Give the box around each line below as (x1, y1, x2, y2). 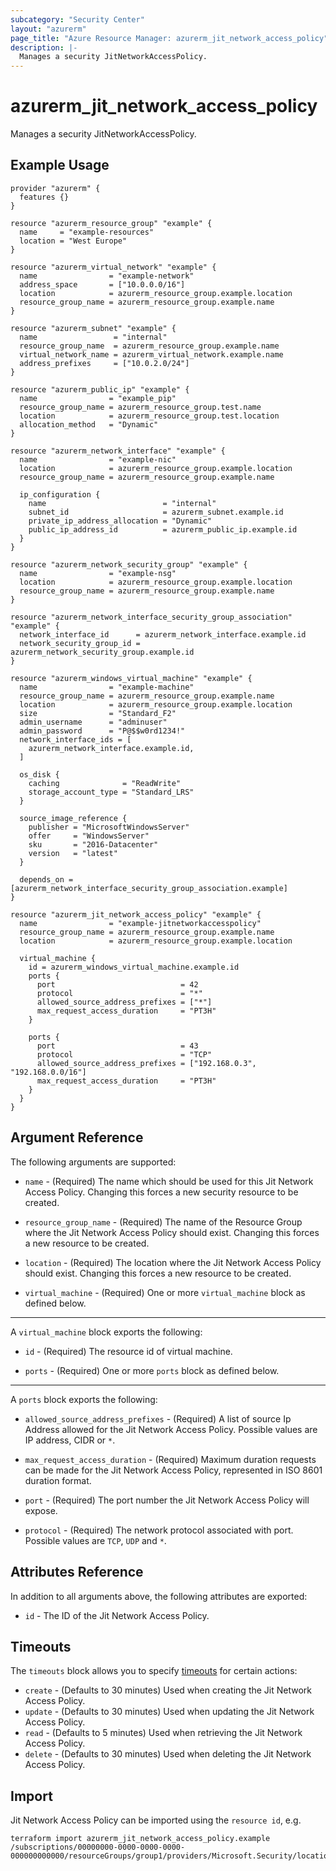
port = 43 (36, 1041, 199, 1051)
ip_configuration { (19, 489, 101, 500)
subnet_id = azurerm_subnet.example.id (28, 507, 284, 517)
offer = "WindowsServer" (28, 831, 150, 841)
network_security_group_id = (19, 638, 141, 648)
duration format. (24, 1474, 92, 1486)
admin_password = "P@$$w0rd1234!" (19, 726, 186, 736)
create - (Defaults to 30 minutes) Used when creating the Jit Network (24, 1684, 313, 1696)
